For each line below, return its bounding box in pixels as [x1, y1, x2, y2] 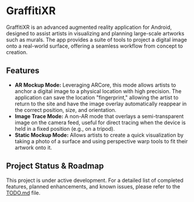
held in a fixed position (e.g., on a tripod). [14, 125, 115, 132]
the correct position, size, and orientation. [14, 106, 117, 113]
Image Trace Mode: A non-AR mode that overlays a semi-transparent [14, 112, 184, 120]
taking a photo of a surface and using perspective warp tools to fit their [14, 137, 188, 145]
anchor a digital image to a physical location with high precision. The [14, 87, 182, 95]
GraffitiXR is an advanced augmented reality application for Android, [6, 24, 172, 31]
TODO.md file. [6, 189, 41, 196]
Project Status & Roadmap [6, 161, 104, 171]
